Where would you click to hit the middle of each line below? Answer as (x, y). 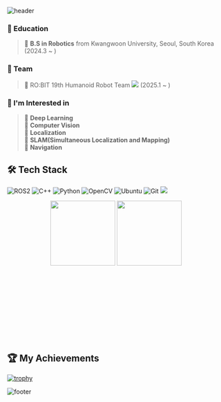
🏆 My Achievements (53, 358)
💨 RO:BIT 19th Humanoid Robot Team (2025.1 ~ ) (97, 85)
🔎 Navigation (43, 147)
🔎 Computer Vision (52, 125)
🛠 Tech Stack (37, 170)
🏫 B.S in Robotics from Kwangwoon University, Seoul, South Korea (119, 44)
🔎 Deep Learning (49, 118)
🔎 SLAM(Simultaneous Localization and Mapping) (97, 140)
